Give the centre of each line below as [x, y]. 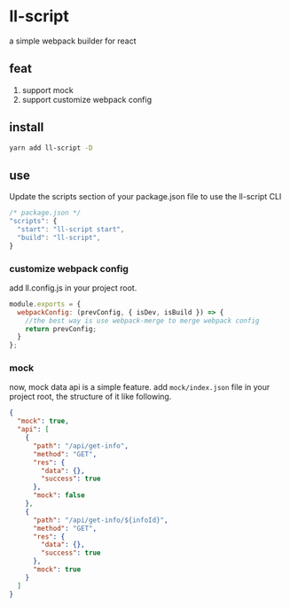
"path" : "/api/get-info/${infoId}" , [100, 520]
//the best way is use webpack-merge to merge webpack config [142, 321]
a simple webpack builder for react [73, 41]
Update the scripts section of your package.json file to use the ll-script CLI [145, 197]
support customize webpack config [87, 99]
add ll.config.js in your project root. [73, 288]
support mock [47, 89]
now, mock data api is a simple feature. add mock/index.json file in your [140, 387]
